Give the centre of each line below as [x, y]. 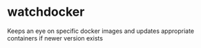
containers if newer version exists [55, 38]
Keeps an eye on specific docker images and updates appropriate [101, 31]
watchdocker [46, 12]
